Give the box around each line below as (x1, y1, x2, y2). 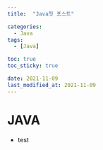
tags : (7, 36, 23, 43)
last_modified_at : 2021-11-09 (7, 81, 97, 88)
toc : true (7, 56, 37, 63)
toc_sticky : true (7, 62, 59, 69)
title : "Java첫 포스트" (7, 10, 75, 18)
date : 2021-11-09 (7, 75, 59, 82)
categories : (7, 23, 42, 30)
